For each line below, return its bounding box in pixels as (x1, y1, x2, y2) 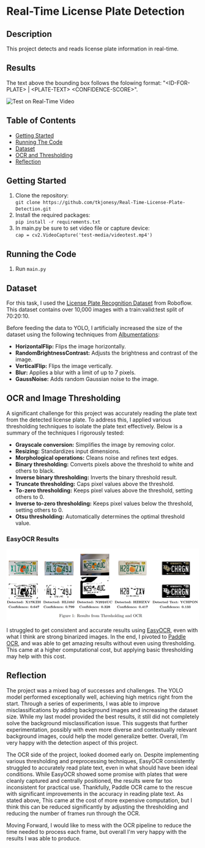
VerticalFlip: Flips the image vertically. (15, 363, 113, 370)
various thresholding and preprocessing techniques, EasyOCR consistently (6, 757, 195, 764)
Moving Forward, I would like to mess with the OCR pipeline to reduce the (6, 822, 192, 829)
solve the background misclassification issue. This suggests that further (6, 719, 188, 726)
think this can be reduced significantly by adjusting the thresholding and (6, 803, 188, 811)
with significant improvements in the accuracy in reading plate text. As (6, 790, 184, 797)
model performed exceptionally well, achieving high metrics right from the (6, 693, 193, 701)
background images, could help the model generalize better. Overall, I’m (6, 732, 188, 740)
